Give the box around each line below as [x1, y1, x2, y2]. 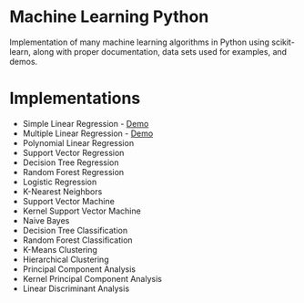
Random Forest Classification [22, 235, 134, 246]
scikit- [271, 37, 296, 47]
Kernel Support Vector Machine [22, 205, 141, 216]
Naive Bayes [22, 214, 70, 225]
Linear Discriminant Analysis [22, 283, 130, 294]
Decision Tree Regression [22, 157, 119, 168]
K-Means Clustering [22, 244, 98, 255]
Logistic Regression [22, 176, 97, 187]
